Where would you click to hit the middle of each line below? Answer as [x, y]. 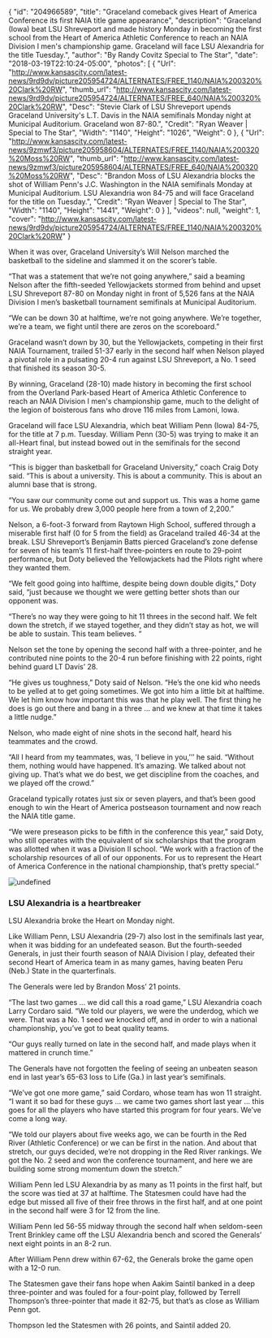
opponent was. [33, 601]
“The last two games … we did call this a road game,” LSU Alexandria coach [135, 1002]
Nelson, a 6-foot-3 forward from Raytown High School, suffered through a [132, 524]
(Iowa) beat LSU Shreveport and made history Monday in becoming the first [135, 29]
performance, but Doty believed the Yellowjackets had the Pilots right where [136, 559]
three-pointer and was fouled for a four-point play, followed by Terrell [125, 1293]
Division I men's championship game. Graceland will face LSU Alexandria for [136, 46]
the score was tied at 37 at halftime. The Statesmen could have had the [127, 1193]
